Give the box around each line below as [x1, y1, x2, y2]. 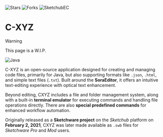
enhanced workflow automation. [5, 107, 71, 113]
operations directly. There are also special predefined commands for [5, 102, 147, 108]
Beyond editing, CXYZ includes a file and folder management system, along [5, 91, 159, 98]
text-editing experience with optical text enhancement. [5, 82, 117, 88]
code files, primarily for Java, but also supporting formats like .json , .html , [5, 72, 157, 78]
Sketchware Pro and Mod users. [5, 127, 70, 133]
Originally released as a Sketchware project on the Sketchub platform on [5, 117, 154, 123]
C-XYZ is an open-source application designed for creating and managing [5, 66, 156, 72]
